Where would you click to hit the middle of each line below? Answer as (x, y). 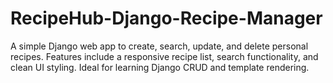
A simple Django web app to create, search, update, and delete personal (159, 46)
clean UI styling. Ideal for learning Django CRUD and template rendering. (160, 67)
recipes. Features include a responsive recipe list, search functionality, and (164, 56)
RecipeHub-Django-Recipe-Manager (166, 18)
